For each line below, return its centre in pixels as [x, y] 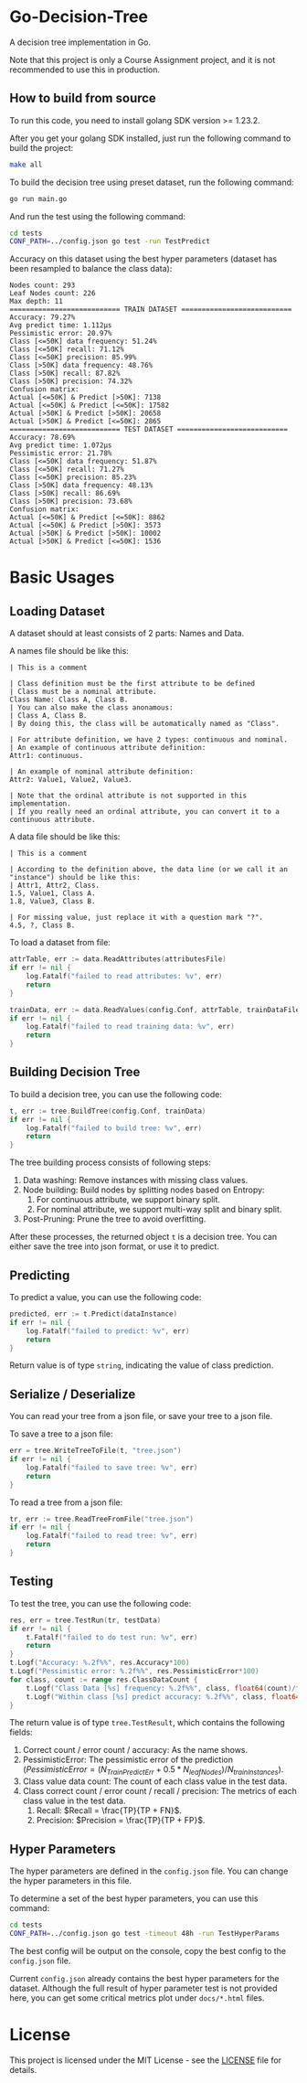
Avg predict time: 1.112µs [61, 326]
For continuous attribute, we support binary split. [128, 1200]
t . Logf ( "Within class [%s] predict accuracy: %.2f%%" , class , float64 [163, 1697]
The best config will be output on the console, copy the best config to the [148, 1950]
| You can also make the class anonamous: [91, 708]
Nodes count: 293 [42, 285]
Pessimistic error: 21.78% [61, 454]
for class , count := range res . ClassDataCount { [104, 1680]
